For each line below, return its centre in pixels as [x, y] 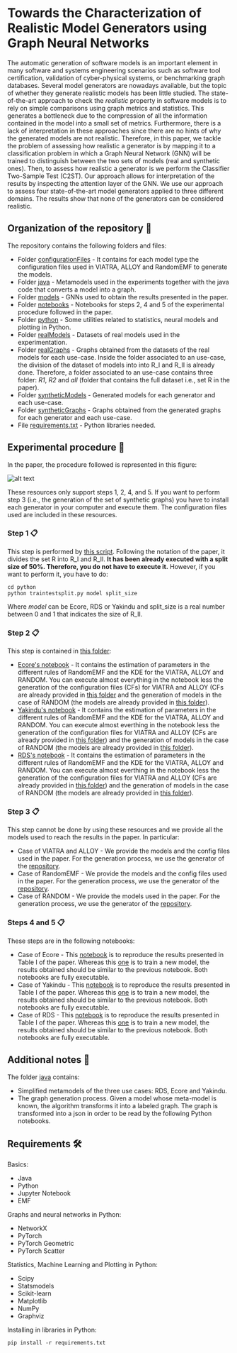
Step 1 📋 [23, 534]
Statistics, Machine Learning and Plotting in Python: [82, 1265]
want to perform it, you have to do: [58, 574]
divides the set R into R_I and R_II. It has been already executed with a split [118, 559]
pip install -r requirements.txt [57, 1343]
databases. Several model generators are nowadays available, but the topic [117, 85]
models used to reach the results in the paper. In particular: [93, 837]
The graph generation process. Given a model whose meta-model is [117, 1098]
